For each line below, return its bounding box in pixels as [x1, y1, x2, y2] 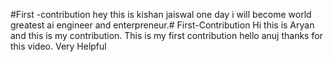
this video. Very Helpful [10, 40, 107, 52]
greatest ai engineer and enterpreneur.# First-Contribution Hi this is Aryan [10, 19, 315, 31]
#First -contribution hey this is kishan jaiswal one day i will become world [10, 9, 312, 20]
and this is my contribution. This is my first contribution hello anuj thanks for [10, 30, 323, 41]
